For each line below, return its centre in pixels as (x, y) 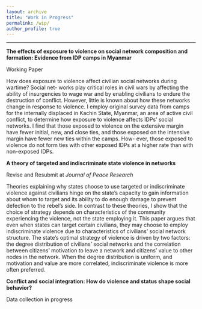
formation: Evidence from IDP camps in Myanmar (69, 58)
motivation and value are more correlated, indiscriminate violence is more (97, 263)
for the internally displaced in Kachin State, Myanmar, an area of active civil (99, 113)
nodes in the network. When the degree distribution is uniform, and (89, 257)
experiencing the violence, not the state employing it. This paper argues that (101, 219)
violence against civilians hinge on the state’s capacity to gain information (98, 193)
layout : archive (26, 12)
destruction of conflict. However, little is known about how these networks (98, 101)
